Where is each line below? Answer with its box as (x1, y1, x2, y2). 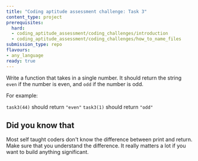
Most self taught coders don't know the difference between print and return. (6, 136, 193, 143)
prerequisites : (6, 19, 44, 25)
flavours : (6, 47, 31, 53)
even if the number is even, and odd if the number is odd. (6, 80, 143, 87)
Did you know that (6, 120, 75, 130)
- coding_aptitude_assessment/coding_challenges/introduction (11, 31, 168, 37)
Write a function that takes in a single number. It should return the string (6, 74, 182, 81)
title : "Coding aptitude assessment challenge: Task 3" (6, 8, 147, 15)
